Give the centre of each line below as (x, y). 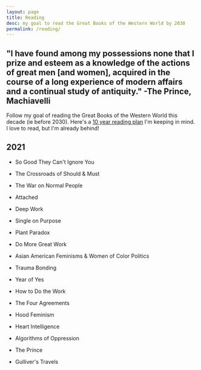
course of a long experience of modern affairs (94, 82)
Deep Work (29, 209)
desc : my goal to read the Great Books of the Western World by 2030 (96, 23)
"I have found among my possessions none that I (100, 53)
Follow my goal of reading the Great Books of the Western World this (92, 115)
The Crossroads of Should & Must (57, 173)
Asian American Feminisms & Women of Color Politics (82, 256)
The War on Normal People (49, 185)
